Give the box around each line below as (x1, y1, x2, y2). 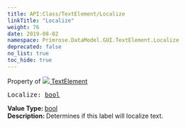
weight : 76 (7, 23, 40, 31)
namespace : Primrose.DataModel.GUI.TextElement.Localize (7, 37, 180, 44)
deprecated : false (7, 43, 62, 50)
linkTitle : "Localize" (7, 17, 75, 24)
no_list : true (7, 50, 50, 57)
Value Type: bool (7, 104, 58, 112)
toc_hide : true (7, 57, 53, 64)
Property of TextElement (7, 77, 88, 85)
